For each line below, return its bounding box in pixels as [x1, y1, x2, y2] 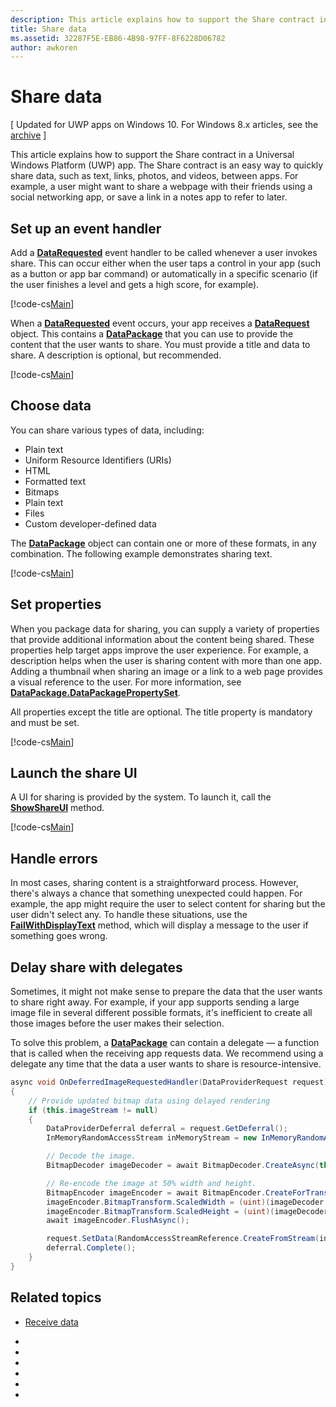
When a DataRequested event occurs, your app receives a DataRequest [10, 317, 310, 329]
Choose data [10, 397, 92, 415]
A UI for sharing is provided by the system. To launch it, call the [10, 791, 272, 803]
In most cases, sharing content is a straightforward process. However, [10, 877, 299, 889]
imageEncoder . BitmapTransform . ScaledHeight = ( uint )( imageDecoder [46, 1206, 329, 1216]
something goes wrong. [10, 930, 108, 942]
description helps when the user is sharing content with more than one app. [10, 654, 322, 666]
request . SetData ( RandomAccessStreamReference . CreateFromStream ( [46, 1234, 320, 1244]
